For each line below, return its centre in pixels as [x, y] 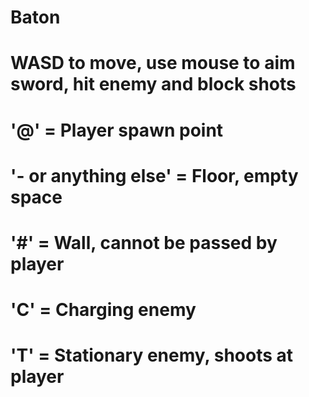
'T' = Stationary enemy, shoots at [152, 355]
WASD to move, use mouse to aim [153, 63]
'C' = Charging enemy [103, 310]
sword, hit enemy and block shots [153, 84]
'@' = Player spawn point [117, 130]
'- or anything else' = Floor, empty [154, 175]
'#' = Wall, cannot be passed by [144, 242]
